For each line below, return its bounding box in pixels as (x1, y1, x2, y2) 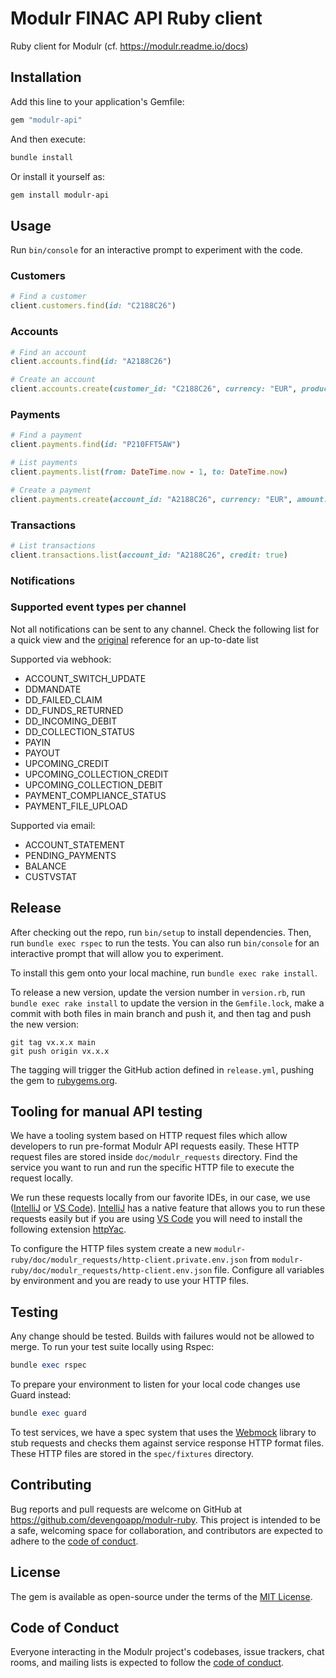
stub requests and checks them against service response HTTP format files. (10, 1437, 325, 1449)
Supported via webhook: (10, 653, 112, 665)
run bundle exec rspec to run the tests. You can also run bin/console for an (10, 937, 320, 949)
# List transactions (10, 540, 97, 551)
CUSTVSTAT (24, 870, 78, 882)
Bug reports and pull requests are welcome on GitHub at (10, 1503, 243, 1515)
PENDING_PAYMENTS (24, 849, 117, 861)
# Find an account (10, 347, 87, 357)
